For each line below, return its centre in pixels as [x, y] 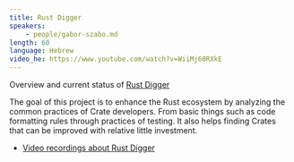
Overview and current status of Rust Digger [90, 85]
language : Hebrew [42, 51]
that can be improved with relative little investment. [104, 130]
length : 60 [30, 43]
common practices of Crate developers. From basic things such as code [143, 111]
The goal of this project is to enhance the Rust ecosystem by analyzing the [147, 102]
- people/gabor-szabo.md [72, 34]
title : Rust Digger [46, 17]
